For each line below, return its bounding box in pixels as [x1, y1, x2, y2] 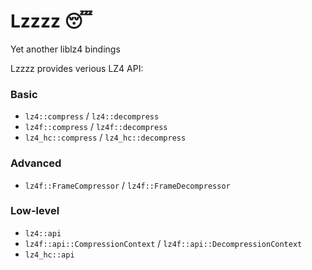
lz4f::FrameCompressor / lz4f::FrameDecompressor [24, 179, 231, 191]
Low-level [10, 204, 60, 218]
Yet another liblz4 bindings [10, 43, 121, 55]
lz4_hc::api [24, 250, 75, 260]
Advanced [10, 156, 62, 170]
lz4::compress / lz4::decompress [24, 110, 160, 122]
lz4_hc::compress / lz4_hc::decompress [24, 131, 187, 144]
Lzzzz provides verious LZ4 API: [10, 62, 144, 74]
